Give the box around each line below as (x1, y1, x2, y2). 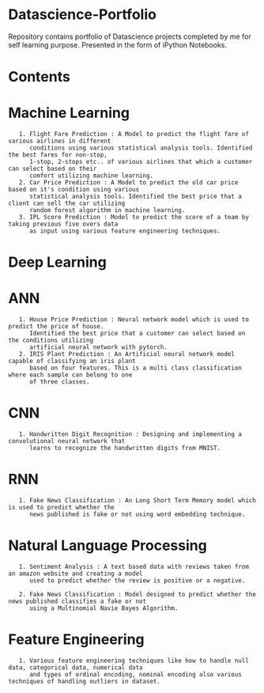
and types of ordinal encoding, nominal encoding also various (28, 670, 243, 678)
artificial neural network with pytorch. (28, 343, 168, 351)
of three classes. (28, 378, 90, 386)
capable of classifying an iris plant (8, 358, 136, 365)
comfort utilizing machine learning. (28, 172, 154, 180)
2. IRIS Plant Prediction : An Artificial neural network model (18, 350, 236, 358)
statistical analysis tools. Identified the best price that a (28, 192, 243, 201)
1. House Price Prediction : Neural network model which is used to (18, 316, 249, 324)
